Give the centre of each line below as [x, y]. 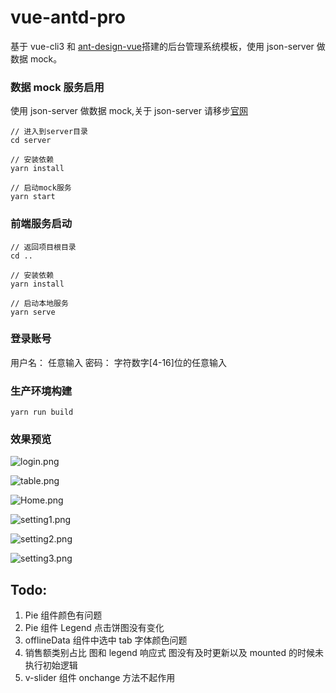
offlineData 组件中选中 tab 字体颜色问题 [106, 640]
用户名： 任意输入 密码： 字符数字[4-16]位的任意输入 [118, 362]
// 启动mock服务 [41, 188]
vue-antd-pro [68, 17]
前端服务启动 [41, 224]
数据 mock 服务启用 [57, 87]
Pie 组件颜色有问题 [63, 615]
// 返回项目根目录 [43, 247]
